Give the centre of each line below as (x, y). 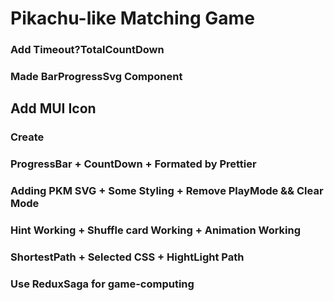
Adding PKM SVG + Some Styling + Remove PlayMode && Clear (167, 191)
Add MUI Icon (53, 108)
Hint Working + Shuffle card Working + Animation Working (156, 230)
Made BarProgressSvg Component (96, 77)
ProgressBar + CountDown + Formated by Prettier (133, 164)
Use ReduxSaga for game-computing (102, 284)
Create (27, 137)
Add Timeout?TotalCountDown (87, 50)
